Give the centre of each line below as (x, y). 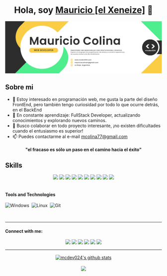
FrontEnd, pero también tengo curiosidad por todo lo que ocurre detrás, (86, 104)
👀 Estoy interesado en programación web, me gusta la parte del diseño (85, 99)
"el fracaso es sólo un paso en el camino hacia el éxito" (83, 150)
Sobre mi (19, 87)
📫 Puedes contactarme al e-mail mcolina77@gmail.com (70, 137)
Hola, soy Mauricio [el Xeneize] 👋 (83, 10)
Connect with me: (24, 231)
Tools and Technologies (30, 194)
